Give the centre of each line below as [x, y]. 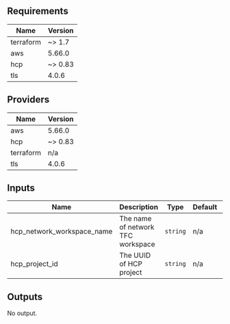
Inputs [21, 188]
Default [205, 207]
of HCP [131, 264]
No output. [22, 313]
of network [137, 227]
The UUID [135, 256]
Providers [28, 99]
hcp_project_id [34, 264]
